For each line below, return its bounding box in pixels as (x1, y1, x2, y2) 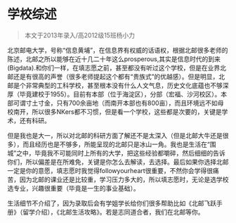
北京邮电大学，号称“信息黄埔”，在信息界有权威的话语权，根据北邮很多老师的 (7, 46, 228, 54)
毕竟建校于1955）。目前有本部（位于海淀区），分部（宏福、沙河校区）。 (19, 89, 221, 98)
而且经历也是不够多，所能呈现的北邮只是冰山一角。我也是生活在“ (22, 140, 211, 148)
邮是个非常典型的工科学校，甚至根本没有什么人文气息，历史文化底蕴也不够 (7, 81, 223, 89)
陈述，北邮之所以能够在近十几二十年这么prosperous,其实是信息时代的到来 (7, 54, 221, 63)
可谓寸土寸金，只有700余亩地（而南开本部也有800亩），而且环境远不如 (13, 98, 218, 107)
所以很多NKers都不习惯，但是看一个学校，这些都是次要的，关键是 (31, 107, 223, 116)
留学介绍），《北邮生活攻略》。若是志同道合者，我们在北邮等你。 (22, 208, 204, 216)
